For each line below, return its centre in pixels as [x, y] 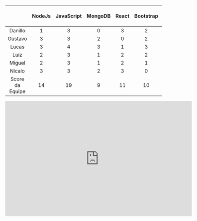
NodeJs [42, 16]
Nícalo [17, 71]
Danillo [17, 31]
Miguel [17, 63]
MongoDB [98, 16]
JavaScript [69, 16]
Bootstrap [146, 16]
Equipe [17, 91]
